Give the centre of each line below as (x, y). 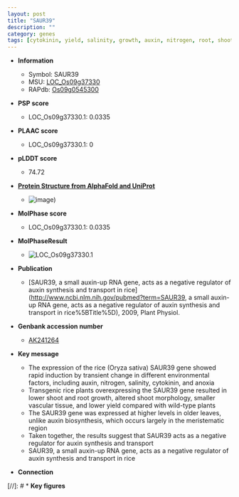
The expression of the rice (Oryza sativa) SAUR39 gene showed (122, 368)
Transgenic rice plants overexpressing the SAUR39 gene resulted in (128, 390)
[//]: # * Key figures (36, 486)
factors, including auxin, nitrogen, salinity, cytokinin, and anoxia (121, 383)
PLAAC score (38, 131)
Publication (35, 269)
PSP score (33, 103)
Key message (38, 354)
